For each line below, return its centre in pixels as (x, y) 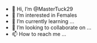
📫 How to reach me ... (39, 34)
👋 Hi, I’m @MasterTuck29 (42, 9)
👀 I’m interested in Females (44, 15)
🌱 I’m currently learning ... (43, 21)
